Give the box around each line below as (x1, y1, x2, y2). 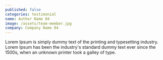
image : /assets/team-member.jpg (5, 21, 72, 26)
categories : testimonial (5, 12, 56, 17)
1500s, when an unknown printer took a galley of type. (5, 50, 116, 56)
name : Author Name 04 (5, 16, 50, 21)
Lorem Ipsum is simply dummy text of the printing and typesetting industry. (5, 39, 159, 45)
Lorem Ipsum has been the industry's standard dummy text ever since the (5, 44, 156, 50)
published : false (5, 7, 41, 12)
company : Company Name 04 (5, 26, 58, 30)
